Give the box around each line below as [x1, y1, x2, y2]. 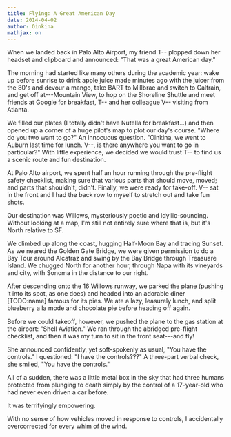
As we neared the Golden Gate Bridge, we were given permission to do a [7, 247, 214, 255]
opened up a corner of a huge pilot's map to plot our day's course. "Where [7, 126, 219, 134]
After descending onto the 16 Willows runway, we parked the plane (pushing [7, 282, 224, 290]
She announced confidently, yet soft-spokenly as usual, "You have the [7, 345, 207, 354]
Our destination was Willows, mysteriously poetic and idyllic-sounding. [7, 212, 209, 220]
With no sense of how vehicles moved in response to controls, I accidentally [7, 415, 223, 423]
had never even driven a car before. [7, 388, 109, 396]
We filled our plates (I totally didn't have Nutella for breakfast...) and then [7, 119, 214, 128]
